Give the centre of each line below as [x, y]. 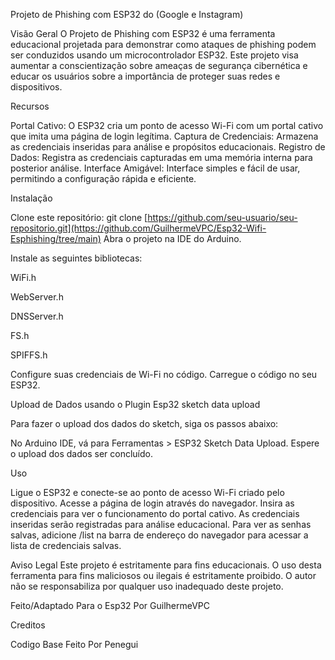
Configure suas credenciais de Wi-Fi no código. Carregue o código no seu [164, 374]
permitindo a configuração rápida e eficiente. [103, 178]
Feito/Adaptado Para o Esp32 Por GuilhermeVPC [110, 605]
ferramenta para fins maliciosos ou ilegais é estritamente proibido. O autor [163, 575]
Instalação [31, 198]
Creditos [28, 625]
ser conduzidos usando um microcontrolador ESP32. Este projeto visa [154, 55]
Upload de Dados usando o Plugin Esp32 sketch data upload [135, 404]
